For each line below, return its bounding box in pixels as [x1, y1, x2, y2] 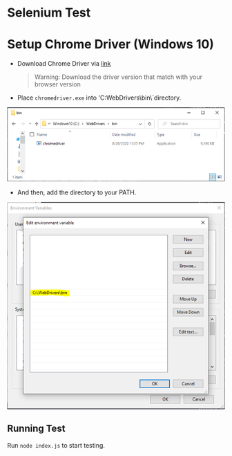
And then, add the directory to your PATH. [17, 188, 137, 197]
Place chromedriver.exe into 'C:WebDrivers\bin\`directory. [17, 93, 182, 102]
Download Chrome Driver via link [17, 60, 112, 68]
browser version [34, 80, 81, 89]
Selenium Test [7, 5, 91, 21]
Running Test [7, 423, 66, 435]
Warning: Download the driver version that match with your [34, 73, 202, 81]
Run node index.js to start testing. [7, 441, 106, 449]
